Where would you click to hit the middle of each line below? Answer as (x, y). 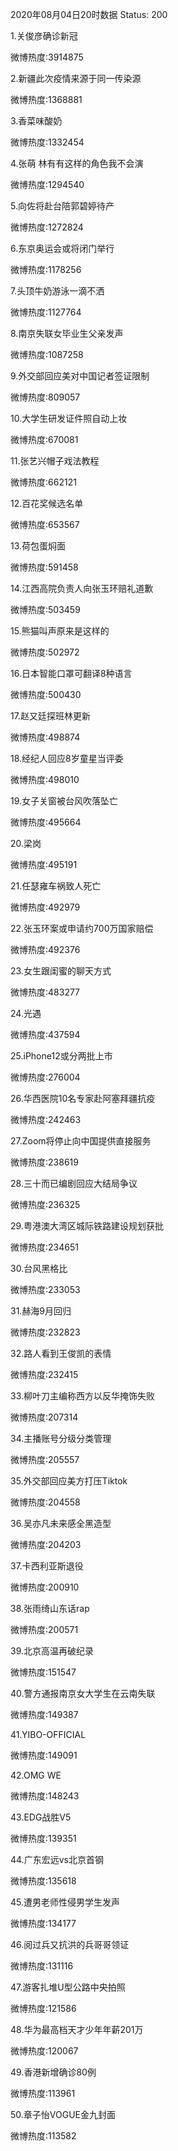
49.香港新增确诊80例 (53, 2072)
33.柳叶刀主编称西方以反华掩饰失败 (83, 1396)
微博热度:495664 (46, 822)
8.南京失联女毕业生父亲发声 (67, 333)
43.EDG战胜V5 (41, 1817)
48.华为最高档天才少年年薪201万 (77, 2029)
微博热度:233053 (45, 1289)
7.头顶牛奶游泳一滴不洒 (57, 291)
